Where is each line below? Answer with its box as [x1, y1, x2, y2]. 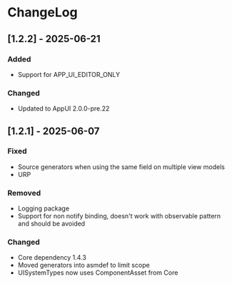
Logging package [17, 204, 70, 213]
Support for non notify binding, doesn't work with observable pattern [17, 212, 221, 220]
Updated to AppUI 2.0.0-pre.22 [17, 104, 110, 113]
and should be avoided [17, 219, 86, 228]
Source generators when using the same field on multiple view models [17, 162, 226, 171]
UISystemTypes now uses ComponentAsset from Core [17, 268, 178, 277]
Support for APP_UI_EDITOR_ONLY [17, 70, 121, 78]
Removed [7, 188, 41, 198]
